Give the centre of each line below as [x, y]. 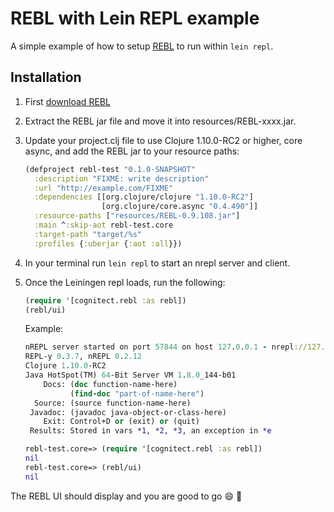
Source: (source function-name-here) [113, 403]
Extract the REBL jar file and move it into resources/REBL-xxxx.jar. [160, 121]
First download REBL [67, 101]
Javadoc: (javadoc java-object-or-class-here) [128, 412]
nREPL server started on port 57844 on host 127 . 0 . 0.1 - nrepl [159, 347]
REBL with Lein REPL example [135, 18]
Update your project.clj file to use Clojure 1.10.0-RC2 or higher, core [163, 140]
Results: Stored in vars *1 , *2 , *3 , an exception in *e [150, 431]
